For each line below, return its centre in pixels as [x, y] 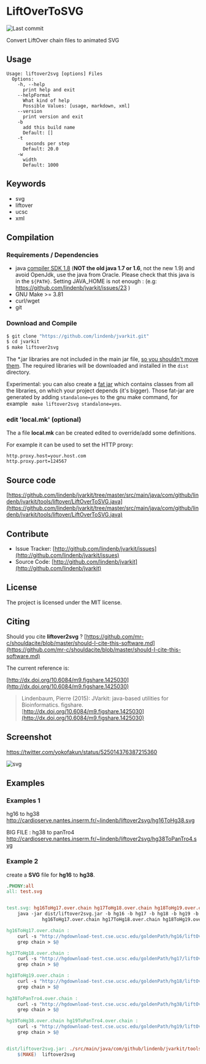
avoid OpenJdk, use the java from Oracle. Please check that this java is [105, 275]
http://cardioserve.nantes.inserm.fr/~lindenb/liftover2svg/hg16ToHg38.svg [101, 820]
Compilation [30, 237]
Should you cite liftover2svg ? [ [46, 636]
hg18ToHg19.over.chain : [38, 976]
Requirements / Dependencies [53, 255]
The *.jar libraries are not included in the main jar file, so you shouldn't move [102, 359]
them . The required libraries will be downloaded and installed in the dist [97, 366]
